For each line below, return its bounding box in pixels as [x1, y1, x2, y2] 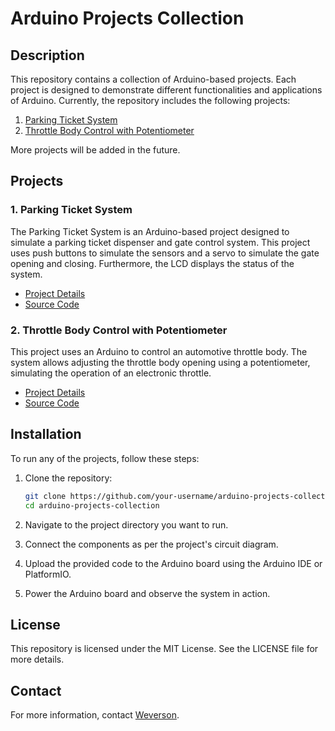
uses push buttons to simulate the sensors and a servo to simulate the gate [10, 247, 320, 259]
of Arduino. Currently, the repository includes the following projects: [10, 95, 291, 106]
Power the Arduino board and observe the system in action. [24, 587, 271, 599]
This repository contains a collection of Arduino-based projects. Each [10, 73, 297, 85]
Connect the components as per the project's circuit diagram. [24, 538, 279, 550]
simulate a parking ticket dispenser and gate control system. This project [10, 236, 311, 248]
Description [10, 47, 85, 64]
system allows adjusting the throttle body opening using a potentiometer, [10, 356, 311, 368]
